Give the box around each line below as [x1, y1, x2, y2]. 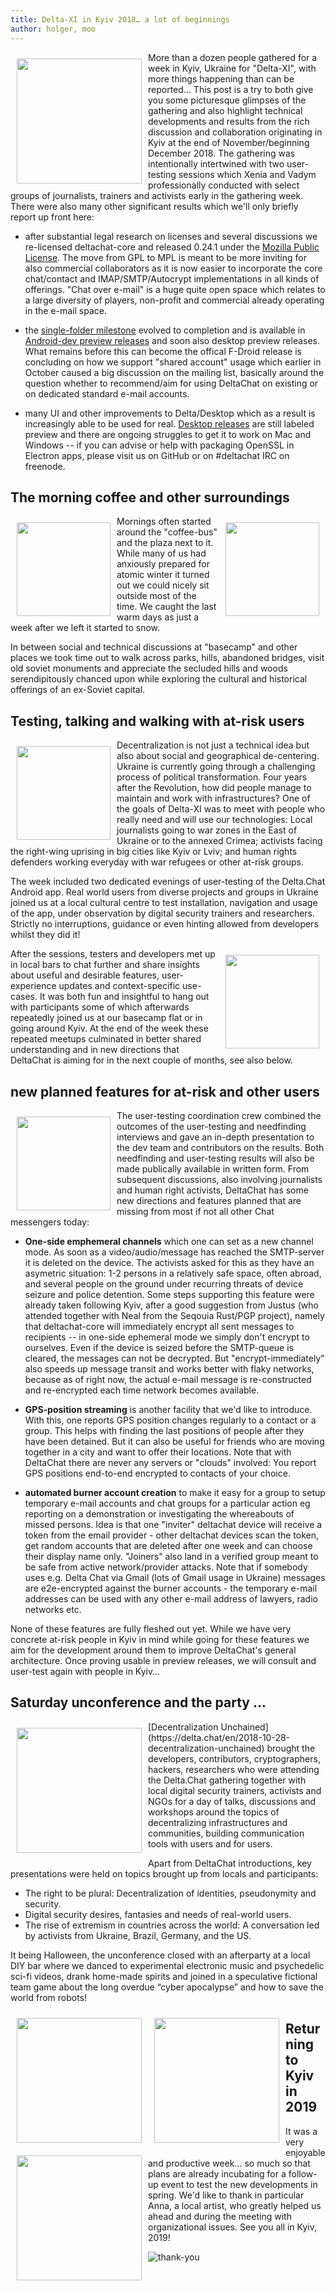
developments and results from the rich [148, 115, 310, 127]
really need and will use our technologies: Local [116, 814, 313, 826]
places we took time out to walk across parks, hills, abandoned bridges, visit [10, 652, 325, 664]
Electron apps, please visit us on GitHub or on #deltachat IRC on [24, 449, 290, 461]
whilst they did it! [10, 929, 81, 941]
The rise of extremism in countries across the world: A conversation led [24, 1919, 320, 1931]
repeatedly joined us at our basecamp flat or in [10, 1012, 203, 1024]
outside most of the [116, 590, 197, 602]
